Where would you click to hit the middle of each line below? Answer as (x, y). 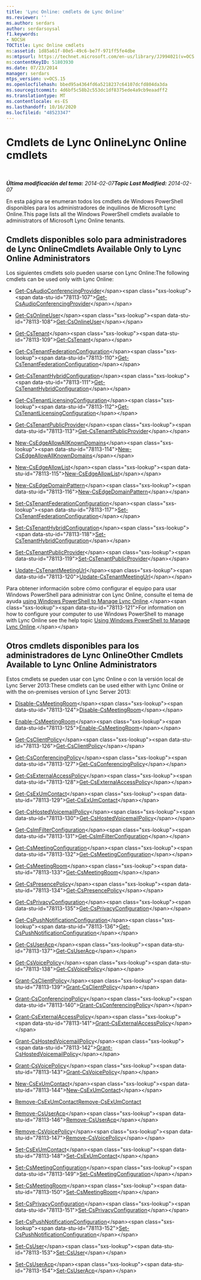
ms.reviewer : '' (26, 17)
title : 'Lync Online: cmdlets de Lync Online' (65, 12)
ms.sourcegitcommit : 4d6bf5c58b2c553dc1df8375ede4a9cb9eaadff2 (87, 90)
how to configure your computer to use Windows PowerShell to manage (95, 614)
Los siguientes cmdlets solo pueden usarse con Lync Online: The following (98, 273)
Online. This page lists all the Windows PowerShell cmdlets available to (93, 214)
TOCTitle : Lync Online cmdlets (45, 46)
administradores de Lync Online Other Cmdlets (95, 655)
